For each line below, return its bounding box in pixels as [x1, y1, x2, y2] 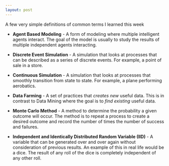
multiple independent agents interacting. [12, 41, 97, 48]
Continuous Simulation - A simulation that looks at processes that [12, 72, 151, 78]
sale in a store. [12, 62, 43, 68]
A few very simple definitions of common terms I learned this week [5, 21, 144, 27]
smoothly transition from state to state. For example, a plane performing [12, 77, 162, 83]
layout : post [5, 7, 33, 13]
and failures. [12, 124, 39, 130]
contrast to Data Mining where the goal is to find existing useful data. [12, 98, 156, 104]
